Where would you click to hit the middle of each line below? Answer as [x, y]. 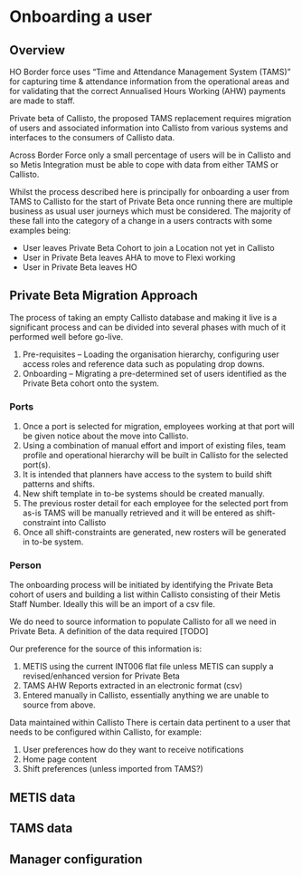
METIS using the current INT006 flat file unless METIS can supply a [148, 667]
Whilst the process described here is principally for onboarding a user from [149, 192]
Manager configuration [76, 859]
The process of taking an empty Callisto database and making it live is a [143, 317]
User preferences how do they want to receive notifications [133, 750]
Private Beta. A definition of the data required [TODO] [109, 631]
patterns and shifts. [58, 484]
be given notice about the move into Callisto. [105, 436]
